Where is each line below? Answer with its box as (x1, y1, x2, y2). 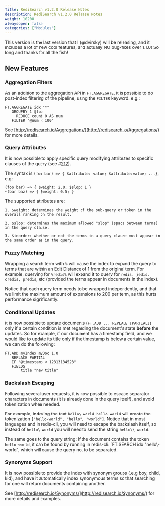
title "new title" (20, 368, 58, 373)
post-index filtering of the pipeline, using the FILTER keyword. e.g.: (5, 95, 140, 101)
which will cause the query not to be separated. (20, 447, 118, 453)
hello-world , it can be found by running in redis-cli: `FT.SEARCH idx (5, 441, 144, 447)
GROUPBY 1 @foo (11, 109, 43, 114)
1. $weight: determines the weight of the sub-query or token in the (5, 208, 152, 213)
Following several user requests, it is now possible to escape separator (5, 391, 150, 396)
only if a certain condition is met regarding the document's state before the (5, 325, 159, 331)
